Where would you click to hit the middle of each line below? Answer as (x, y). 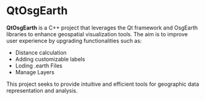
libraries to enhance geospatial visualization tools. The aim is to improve (97, 34)
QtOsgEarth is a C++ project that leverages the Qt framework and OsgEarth (102, 28)
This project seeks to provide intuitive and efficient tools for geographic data (103, 84)
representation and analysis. (42, 90)
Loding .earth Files (39, 66)
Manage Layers (35, 72)
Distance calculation (41, 52)
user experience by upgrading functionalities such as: (74, 40)
